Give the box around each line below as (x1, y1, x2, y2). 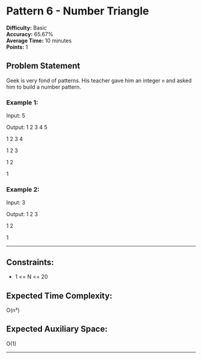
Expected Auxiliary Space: (6, 324, 108, 334)
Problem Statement (6, 61, 81, 71)
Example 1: (6, 98, 38, 107)
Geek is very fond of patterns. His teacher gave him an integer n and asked (6, 76, 192, 84)
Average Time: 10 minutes (6, 37, 72, 44)
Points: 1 (6, 43, 28, 51)
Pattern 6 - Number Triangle (6, 4, 149, 18)
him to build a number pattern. (6, 83, 81, 90)
